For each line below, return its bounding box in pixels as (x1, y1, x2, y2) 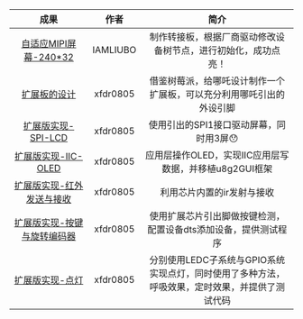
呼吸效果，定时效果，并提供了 (149, 281, 277, 293)
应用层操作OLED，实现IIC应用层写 (145, 149, 289, 161)
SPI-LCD (30, 132, 69, 143)
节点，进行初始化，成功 (171, 44, 272, 57)
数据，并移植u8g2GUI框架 (161, 162, 273, 175)
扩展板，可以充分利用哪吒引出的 (149, 88, 286, 100)
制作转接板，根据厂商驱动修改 (149, 31, 277, 43)
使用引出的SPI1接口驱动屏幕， (148, 119, 278, 131)
